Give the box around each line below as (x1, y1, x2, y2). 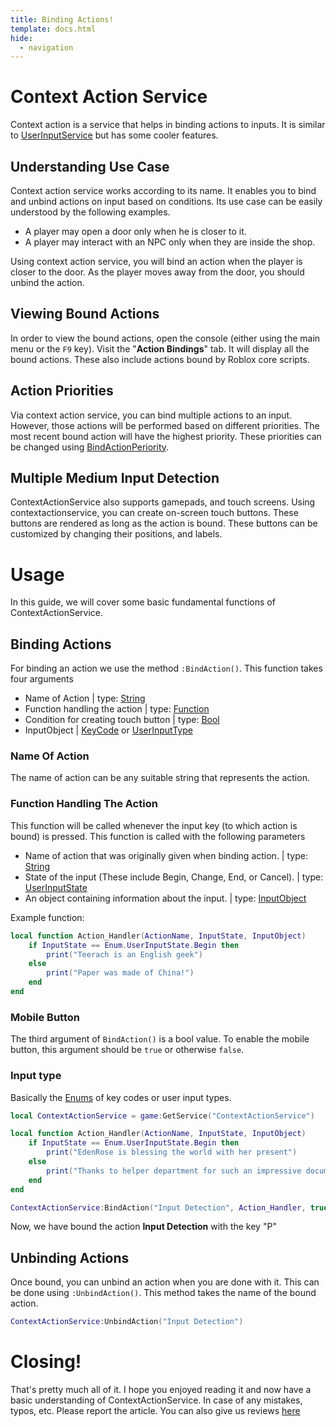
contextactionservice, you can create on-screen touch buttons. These (10, 507, 299, 519)
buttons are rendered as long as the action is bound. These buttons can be (10, 517, 318, 530)
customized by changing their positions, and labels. (10, 528, 223, 540)
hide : (10, 33, 33, 43)
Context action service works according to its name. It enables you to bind (10, 185, 317, 196)
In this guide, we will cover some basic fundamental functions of (10, 596, 276, 608)
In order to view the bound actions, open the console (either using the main (10, 332, 321, 344)
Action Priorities (10, 382, 114, 400)
